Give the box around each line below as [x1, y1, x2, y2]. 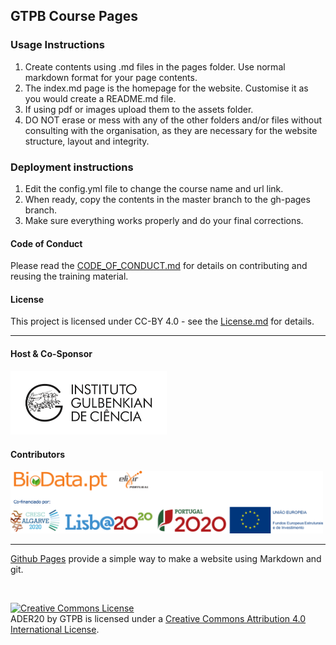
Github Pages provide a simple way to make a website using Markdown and [10, 552, 322, 564]
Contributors [10, 448, 66, 460]
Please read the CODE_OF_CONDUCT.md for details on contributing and [10, 260, 308, 272]
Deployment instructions [10, 160, 134, 174]
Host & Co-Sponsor [10, 347, 93, 359]
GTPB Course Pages [10, 8, 138, 25]
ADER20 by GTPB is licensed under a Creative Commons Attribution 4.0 [10, 612, 307, 624]
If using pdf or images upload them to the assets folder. [24, 103, 254, 115]
